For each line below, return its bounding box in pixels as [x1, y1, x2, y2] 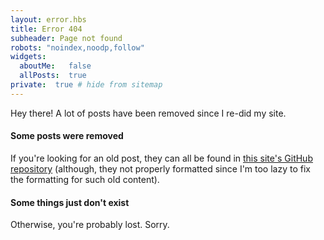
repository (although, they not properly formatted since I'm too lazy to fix [10, 162, 311, 175]
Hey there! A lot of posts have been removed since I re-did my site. [10, 107, 287, 119]
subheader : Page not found [10, 33, 123, 43]
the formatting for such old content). [10, 173, 160, 185]
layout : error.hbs [10, 14, 87, 25]
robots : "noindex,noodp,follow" [10, 42, 145, 53]
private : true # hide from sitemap [10, 80, 163, 90]
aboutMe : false [19, 61, 92, 71]
